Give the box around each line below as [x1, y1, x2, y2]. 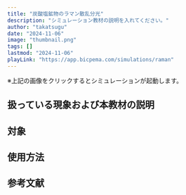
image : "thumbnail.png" [7, 37, 77, 44]
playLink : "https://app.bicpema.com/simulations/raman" [7, 56, 174, 63]
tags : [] [7, 43, 33, 50]
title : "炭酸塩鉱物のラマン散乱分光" [7, 10, 104, 18]
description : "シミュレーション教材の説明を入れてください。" [7, 17, 169, 24]
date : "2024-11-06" [7, 30, 65, 37]
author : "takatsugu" [7, 23, 68, 30]
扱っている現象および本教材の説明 [7, 99, 154, 111]
